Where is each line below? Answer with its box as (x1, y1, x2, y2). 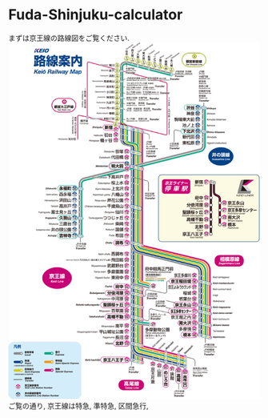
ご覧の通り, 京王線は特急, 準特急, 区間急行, (8, 401, 149, 411)
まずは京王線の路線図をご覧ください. (8, 33, 130, 42)
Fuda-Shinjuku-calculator (8, 6, 183, 24)
